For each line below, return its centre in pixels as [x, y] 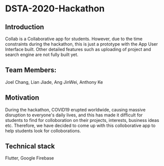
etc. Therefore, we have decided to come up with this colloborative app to [80, 125]
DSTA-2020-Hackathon [55, 9]
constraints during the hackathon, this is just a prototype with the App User [82, 44]
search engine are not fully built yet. [42, 55]
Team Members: [31, 70]
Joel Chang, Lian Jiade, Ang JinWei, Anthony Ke [54, 82]
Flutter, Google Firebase [30, 158]
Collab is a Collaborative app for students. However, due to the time [74, 39]
